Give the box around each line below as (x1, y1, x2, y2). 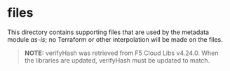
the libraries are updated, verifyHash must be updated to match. (24, 56, 210, 64)
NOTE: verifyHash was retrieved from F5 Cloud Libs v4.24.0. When (24, 49, 219, 57)
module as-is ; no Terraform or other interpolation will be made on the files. (7, 35, 223, 43)
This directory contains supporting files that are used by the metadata (7, 28, 209, 36)
